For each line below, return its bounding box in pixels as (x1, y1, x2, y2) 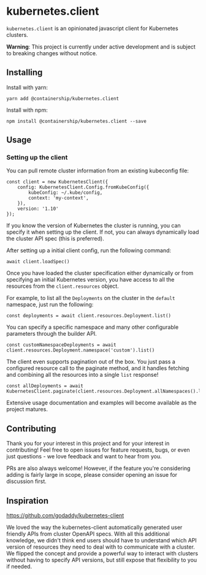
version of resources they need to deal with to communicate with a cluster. (6, 543, 195, 550)
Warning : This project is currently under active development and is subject (6, 43, 196, 50)
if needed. (6, 563, 32, 570)
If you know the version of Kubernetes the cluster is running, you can (6, 222, 181, 230)
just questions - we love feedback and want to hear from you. (6, 453, 162, 460)
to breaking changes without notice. (6, 49, 97, 56)
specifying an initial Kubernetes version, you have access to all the (6, 276, 175, 284)
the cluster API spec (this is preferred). (6, 235, 104, 242)
